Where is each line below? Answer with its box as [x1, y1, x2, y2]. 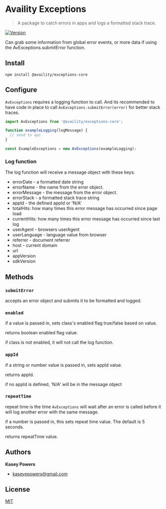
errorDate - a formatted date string [12, 179, 84, 185]
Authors [5, 448, 31, 456]
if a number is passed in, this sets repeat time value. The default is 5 [5, 418, 145, 424]
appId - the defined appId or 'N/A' [12, 200, 82, 206]
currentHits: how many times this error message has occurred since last [12, 216, 161, 222]
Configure [5, 86, 37, 94]
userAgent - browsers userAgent [12, 226, 80, 232]
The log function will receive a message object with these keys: [5, 169, 135, 175]
